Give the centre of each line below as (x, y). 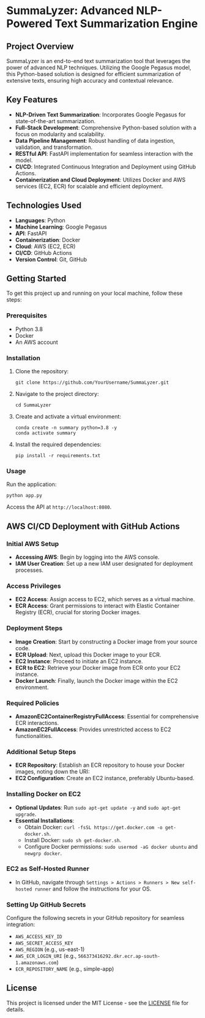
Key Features (32, 100)
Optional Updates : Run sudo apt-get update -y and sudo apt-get (98, 807)
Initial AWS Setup (33, 544)
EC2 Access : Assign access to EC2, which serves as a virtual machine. (105, 599)
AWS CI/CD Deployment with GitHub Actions (93, 526)
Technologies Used (44, 206)
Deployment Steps (35, 628)
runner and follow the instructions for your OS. (93, 889)
